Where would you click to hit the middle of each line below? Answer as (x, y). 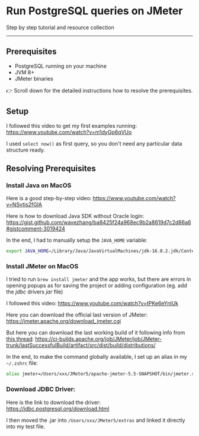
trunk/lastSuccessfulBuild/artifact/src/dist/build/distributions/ (81, 345)
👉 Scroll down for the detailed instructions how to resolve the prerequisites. (99, 90)
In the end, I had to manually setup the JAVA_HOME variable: (77, 240)
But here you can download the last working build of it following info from (96, 333)
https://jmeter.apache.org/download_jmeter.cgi (64, 321)
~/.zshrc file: (22, 363)
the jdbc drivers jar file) (35, 292)
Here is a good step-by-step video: (49, 198)
